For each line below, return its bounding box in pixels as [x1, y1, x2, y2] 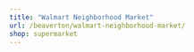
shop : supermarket [9, 29, 78, 38]
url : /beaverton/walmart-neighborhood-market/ [9, 21, 186, 30]
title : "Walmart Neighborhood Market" [9, 12, 154, 22]
